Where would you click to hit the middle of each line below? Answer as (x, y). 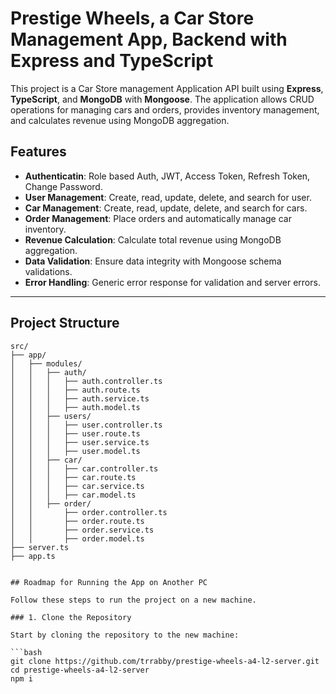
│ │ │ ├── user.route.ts (75, 433)
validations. (48, 271)
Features (38, 152)
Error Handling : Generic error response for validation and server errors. (172, 282)
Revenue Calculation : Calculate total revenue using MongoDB (153, 239)
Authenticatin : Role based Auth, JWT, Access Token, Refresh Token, (167, 176)
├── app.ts (33, 556)
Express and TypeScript (112, 61)
